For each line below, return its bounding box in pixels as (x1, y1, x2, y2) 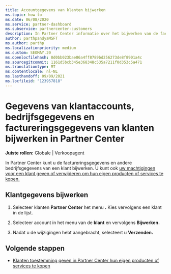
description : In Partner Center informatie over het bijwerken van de (5, 31, 158, 36)
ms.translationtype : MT (5, 64, 56, 69)
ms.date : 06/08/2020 (5, 17, 49, 22)
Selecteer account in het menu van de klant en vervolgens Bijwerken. (12, 220, 160, 226)
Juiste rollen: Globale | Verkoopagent (5, 150, 85, 156)
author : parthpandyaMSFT (5, 36, 58, 41)
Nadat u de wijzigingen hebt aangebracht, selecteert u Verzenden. (12, 229, 154, 235)
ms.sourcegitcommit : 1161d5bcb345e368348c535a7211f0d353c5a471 (5, 60, 142, 65)
